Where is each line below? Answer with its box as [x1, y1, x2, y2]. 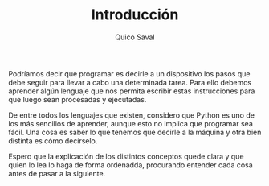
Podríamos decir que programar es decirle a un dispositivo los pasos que [8, 68, 251, 78]
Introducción [91, 6, 179, 24]
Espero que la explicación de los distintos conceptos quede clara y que [8, 151, 244, 161]
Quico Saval [115, 32, 155, 42]
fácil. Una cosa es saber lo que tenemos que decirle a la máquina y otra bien [8, 127, 262, 137]
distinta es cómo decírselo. [8, 135, 98, 146]
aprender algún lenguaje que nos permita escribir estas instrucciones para [8, 86, 255, 96]
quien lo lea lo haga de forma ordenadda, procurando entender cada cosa [8, 159, 253, 170]
